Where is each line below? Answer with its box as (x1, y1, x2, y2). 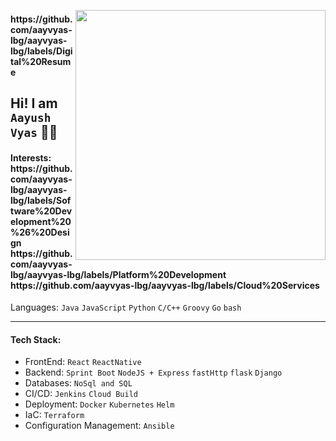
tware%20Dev (10, 205, 73, 217)
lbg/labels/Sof (10, 194, 72, 206)
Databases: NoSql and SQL (24, 377, 133, 389)
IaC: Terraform (24, 409, 85, 421)
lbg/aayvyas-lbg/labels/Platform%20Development (10, 268, 227, 280)
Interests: (10, 151, 52, 164)
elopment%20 (10, 215, 72, 227)
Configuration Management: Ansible (24, 420, 175, 432)
